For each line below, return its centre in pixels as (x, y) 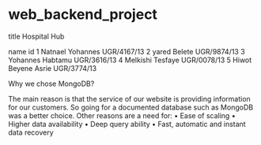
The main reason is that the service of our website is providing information (129, 99)
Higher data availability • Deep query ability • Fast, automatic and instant (127, 124)
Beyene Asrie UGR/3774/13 (53, 68)
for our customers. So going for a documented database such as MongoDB (131, 107)
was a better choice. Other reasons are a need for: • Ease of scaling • (122, 115)
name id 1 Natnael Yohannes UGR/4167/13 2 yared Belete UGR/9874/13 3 (127, 51)
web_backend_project (83, 15)
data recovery (31, 132)
